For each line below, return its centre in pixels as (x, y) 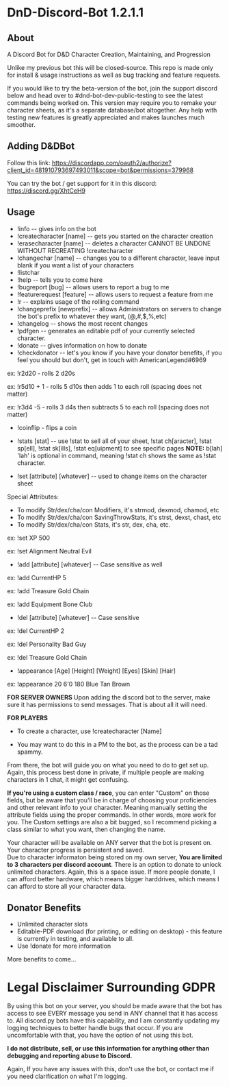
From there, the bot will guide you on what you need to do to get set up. (108, 765)
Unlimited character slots (52, 924)
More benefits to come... (42, 959)
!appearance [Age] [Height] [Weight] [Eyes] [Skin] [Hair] (96, 671)
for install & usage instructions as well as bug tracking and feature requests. (114, 75)
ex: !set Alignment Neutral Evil (50, 551)
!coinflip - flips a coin (47, 427)
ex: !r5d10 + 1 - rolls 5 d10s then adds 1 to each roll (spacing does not (104, 386)
